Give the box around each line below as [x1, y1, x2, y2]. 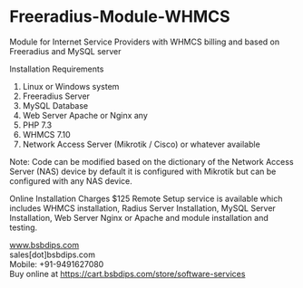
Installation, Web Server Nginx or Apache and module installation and [9, 212, 269, 223]
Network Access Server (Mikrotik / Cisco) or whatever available [22, 139, 260, 149]
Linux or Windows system [22, 81, 120, 91]
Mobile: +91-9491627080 [9, 258, 104, 269]
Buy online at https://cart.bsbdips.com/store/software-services [9, 268, 246, 279]
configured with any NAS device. [9, 175, 133, 187]
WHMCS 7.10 [22, 129, 71, 139]
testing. [9, 222, 38, 233]
